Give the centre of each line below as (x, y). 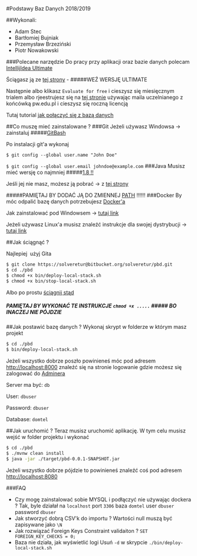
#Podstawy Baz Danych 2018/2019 (48, 9)
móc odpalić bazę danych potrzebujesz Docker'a (66, 201)
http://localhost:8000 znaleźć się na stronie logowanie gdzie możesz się (94, 367)
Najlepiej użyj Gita (29, 253)
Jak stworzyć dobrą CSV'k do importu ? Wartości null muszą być (93, 518)
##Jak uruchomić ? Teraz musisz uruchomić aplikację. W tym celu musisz (96, 431)
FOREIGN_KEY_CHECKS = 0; (45, 536)
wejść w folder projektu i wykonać (48, 437)
